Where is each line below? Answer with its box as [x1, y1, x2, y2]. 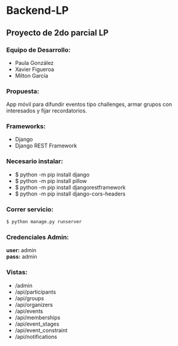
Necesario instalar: [6, 157, 63, 165]
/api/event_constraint [14, 326, 68, 334]
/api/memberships [14, 314, 61, 321]
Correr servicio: [6, 205, 54, 214]
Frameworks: [6, 122, 46, 131]
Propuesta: [6, 87, 40, 95]
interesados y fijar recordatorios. [6, 107, 87, 114]
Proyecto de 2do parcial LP [6, 28, 109, 38]
